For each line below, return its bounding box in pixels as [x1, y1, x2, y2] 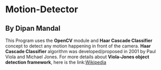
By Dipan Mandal [5, 24, 60, 33]
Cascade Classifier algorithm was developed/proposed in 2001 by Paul [5, 49, 156, 54]
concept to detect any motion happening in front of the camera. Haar [5, 43, 151, 49]
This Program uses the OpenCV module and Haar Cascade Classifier [5, 37, 152, 43]
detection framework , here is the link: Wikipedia [5, 59, 106, 65]
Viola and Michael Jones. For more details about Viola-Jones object [5, 54, 149, 60]
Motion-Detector [5, 4, 78, 15]
